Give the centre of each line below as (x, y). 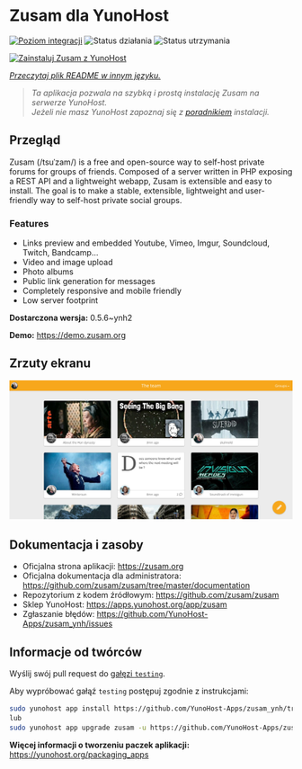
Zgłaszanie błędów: (58, 614)
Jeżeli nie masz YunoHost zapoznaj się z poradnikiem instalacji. (150, 112)
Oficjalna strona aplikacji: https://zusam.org (103, 567)
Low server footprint (60, 300)
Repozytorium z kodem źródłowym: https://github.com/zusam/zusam (151, 595)
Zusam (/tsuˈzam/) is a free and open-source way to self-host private (137, 162)
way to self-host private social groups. (111, 200)
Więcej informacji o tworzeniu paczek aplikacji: (100, 745)
